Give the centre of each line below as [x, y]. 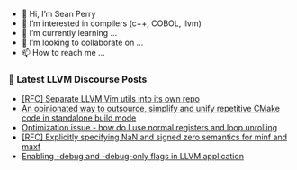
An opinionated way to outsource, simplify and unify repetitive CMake [151, 109]
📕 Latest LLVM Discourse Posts [78, 79]
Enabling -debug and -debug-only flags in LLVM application [133, 157]
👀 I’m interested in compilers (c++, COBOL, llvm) [111, 23]
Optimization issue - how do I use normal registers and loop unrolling [149, 128]
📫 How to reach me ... [63, 53]
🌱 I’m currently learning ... [69, 33]
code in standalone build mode [79, 118]
